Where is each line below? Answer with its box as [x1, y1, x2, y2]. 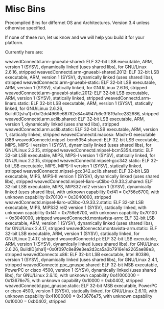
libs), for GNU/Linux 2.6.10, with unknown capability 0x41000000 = [5, 272, 140, 278]
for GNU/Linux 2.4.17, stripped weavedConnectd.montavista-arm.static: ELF [5, 225, 158, 231]
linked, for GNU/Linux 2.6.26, [5, 105, 64, 111]
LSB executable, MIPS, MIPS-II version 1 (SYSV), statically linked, [11, 163, 143, 169]
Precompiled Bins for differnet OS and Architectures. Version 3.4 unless [5, 20, 150, 26]
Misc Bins [5, 3, 46, 15]
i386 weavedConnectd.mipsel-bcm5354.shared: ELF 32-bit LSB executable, [5, 136, 159, 143]
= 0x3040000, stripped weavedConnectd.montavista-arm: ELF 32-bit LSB [5, 215, 155, 221]
